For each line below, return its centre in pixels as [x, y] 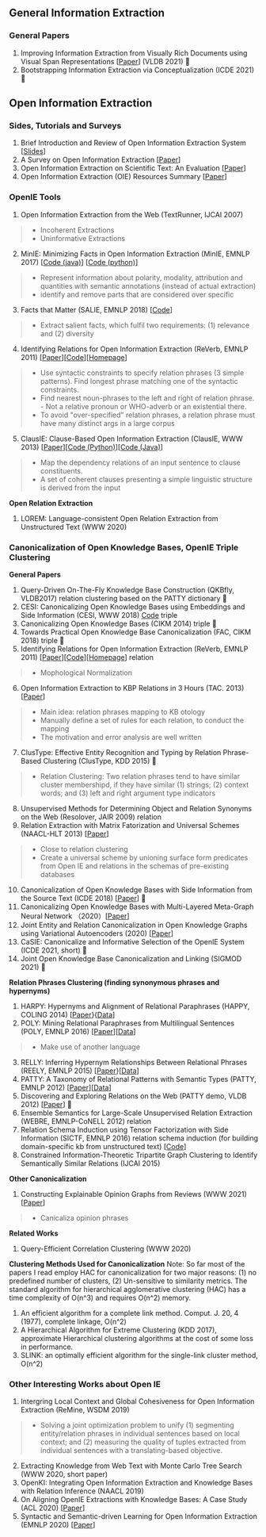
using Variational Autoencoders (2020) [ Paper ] [97, 933]
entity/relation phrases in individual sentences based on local [140, 1434]
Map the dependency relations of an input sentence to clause [140, 462]
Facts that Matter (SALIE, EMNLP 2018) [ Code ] [97, 309]
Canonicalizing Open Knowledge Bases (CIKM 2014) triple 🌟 [118, 623]
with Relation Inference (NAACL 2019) [82, 1491]
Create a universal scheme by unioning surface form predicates [144, 857]
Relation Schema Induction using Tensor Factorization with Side [124, 1129]
